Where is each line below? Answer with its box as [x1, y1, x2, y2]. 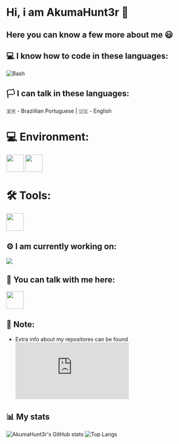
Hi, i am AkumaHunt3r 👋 [6, 5, 129, 19]
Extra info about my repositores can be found [15, 336, 128, 343]
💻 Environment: [6, 130, 89, 144]
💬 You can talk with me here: [6, 275, 116, 285]
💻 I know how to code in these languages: [6, 51, 169, 61]
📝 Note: [6, 319, 35, 330]
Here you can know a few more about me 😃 [6, 30, 174, 40]
